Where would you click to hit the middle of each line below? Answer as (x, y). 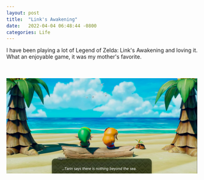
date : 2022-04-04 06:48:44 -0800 (52, 26)
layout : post (23, 13)
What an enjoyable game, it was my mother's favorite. (74, 57)
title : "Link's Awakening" (42, 19)
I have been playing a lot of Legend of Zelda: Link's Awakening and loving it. (102, 50)
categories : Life (28, 32)
